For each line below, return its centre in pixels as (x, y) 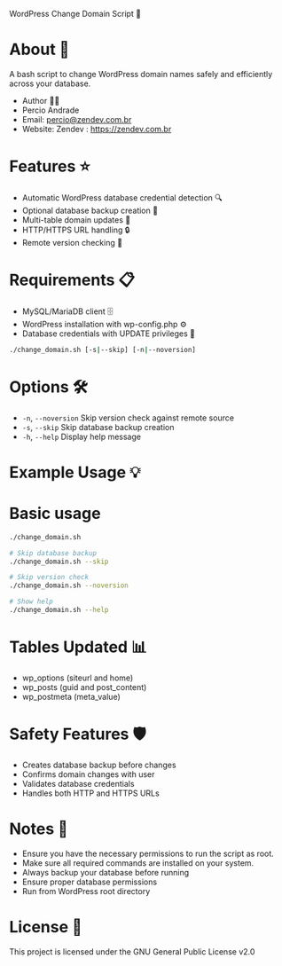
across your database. (50, 83)
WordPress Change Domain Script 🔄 (75, 14)
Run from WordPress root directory (86, 891)
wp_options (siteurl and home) (78, 678)
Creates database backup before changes (99, 765)
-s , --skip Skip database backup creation (98, 427)
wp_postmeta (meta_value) (71, 696)
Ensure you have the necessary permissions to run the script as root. (148, 853)
